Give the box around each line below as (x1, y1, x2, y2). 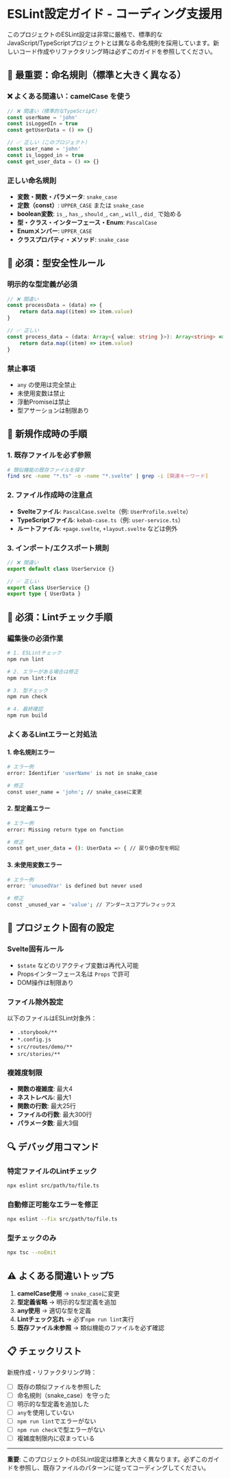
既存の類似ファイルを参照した (16, 1382, 101, 1391)
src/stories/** (16, 1051, 61, 1058)
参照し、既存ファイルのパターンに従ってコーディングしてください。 (18, 1464, 210, 1472)
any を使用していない (16, 1409, 75, 1417)
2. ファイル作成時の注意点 (7, 491, 93, 500)
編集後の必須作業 (7, 633, 64, 643)
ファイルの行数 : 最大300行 (16, 1111, 92, 1119)
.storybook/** (16, 1029, 57, 1036)
